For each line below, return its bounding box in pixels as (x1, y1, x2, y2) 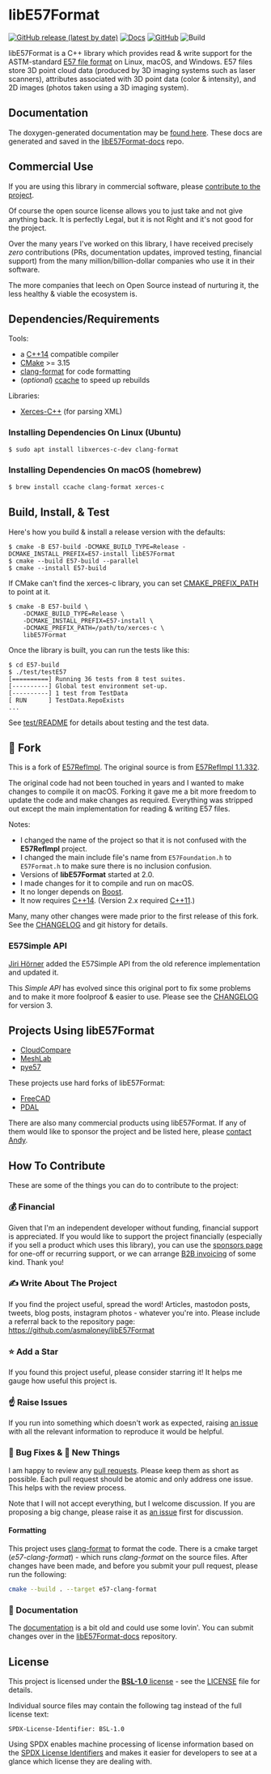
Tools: (8, 334, 29, 344)
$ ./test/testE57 (8, 667, 67, 676)
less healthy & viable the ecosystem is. (8, 289, 138, 298)
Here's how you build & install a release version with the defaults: (8, 527, 226, 537)
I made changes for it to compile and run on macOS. (19, 878, 194, 889)
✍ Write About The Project (8, 1278, 117, 1289)
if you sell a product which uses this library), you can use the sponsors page (8, 1240, 263, 1249)
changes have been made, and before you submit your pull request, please (8, 1561, 259, 1570)
